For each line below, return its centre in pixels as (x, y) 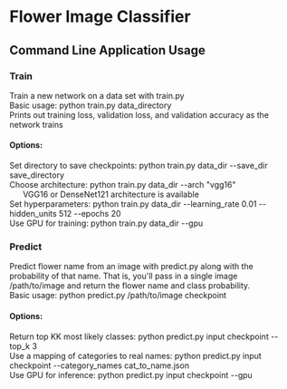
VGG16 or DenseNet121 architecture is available (110, 194)
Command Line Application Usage (108, 50)
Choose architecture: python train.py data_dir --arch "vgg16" (123, 185)
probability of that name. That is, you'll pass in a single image (124, 276)
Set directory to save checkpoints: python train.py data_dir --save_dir (139, 166)
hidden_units (33, 214)
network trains (36, 124)
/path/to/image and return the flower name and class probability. (130, 286)
